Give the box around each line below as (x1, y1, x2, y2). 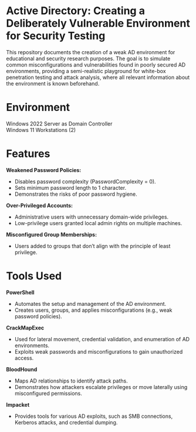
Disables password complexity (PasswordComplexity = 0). (14, 178, 157, 185)
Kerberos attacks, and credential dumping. (14, 418, 118, 426)
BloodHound (6, 365, 38, 372)
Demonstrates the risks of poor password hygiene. (14, 190, 138, 197)
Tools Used (6, 269, 62, 282)
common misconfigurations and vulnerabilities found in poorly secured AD (6, 61, 186, 68)
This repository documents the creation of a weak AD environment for (6, 48, 175, 55)
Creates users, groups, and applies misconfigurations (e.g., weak (14, 306, 173, 314)
